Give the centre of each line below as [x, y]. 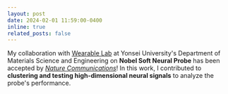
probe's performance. [39, 83]
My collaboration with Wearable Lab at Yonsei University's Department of [114, 53]
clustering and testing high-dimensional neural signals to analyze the [110, 76]
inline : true [26, 27]
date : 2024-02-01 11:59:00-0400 [55, 20]
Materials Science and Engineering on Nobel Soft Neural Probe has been [114, 61]
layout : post [26, 14]
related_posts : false [39, 33]
